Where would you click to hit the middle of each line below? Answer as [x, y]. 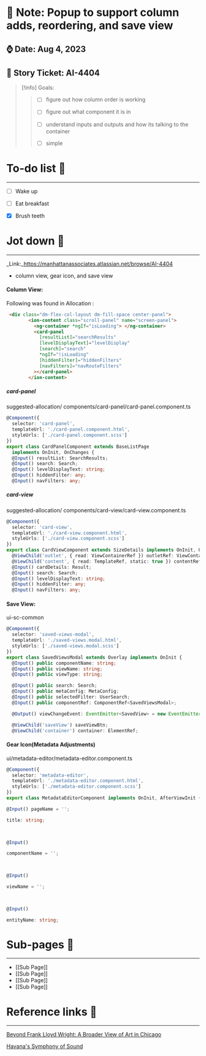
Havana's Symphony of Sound [45, 1046]
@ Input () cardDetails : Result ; [52, 567]
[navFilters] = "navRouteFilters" [80, 366]
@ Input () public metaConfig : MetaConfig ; [66, 691]
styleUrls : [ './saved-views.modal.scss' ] [66, 646]
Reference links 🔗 [52, 1011]
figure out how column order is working [96, 100]
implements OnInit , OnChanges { [53, 452]
